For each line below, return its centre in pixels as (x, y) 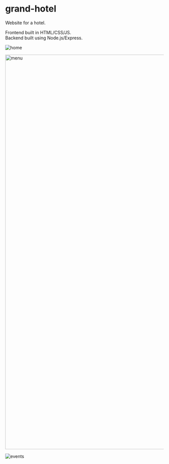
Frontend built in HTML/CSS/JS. (38, 32)
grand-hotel (31, 9)
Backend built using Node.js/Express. (44, 38)
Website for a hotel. (26, 23)
